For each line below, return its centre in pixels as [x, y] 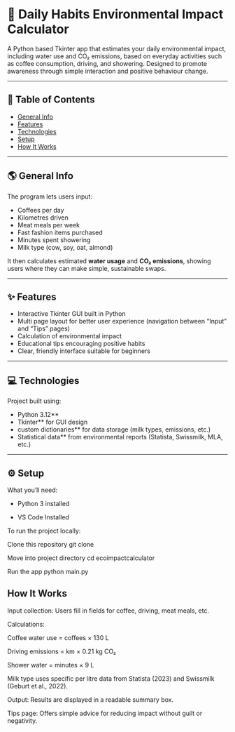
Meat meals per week [49, 225]
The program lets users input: [50, 197]
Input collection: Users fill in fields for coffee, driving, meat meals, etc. [108, 611]
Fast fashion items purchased [60, 232]
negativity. [22, 720]
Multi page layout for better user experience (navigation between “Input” [122, 321]
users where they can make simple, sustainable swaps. [87, 268]
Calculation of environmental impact [70, 336]
